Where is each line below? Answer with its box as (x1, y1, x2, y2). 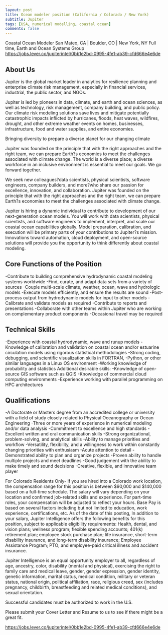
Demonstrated (5, 452, 35, 459)
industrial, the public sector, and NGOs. (5, 89, 87, 95)
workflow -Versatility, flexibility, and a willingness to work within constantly (5, 441, 160, 448)
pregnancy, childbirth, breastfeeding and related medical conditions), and (5, 584, 157, 590)
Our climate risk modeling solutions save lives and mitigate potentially (5, 109, 149, 116)
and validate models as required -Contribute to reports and (25, 300, 147, 306)
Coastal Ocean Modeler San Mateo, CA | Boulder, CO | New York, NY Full (5, 40, 156, 46)
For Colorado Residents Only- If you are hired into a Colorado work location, (5, 478, 162, 484)
